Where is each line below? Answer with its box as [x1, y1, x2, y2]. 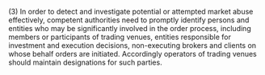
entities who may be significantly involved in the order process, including [8, 24, 252, 33]
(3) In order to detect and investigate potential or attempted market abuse [8, 7, 254, 16]
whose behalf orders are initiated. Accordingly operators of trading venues [8, 49, 257, 58]
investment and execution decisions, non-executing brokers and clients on [8, 41, 257, 50]
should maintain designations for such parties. [8, 57, 163, 67]
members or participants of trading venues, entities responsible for [8, 32, 232, 41]
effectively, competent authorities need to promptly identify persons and [8, 15, 250, 25]
